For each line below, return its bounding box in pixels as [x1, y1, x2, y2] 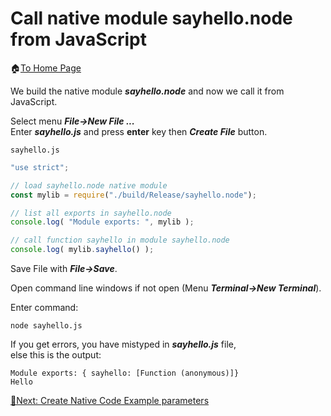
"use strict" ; [10, 162, 70, 172]
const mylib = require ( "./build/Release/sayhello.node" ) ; [10, 190, 257, 200]
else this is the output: [10, 349, 102, 361]
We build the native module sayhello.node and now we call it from [10, 85, 285, 97]
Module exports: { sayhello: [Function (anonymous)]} [10, 368, 240, 379]
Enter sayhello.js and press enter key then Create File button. [10, 125, 268, 137]
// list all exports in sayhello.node [10, 208, 172, 218]
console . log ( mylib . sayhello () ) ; [10, 245, 155, 255]
